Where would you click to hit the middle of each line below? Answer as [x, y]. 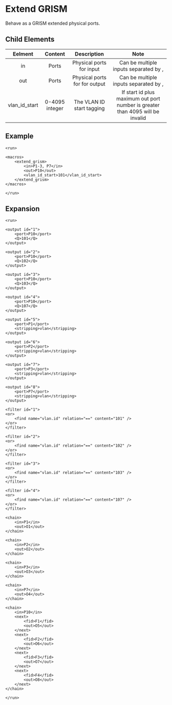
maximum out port [138, 98]
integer [55, 108]
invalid [138, 118]
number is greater [138, 105]
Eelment [23, 54]
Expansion [23, 209]
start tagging [89, 108]
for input [89, 69]
